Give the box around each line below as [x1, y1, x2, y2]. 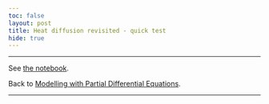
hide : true [8, 34, 45, 42]
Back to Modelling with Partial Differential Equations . [8, 79, 182, 89]
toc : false [8, 11, 45, 20]
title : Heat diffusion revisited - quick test [8, 26, 167, 34]
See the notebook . [8, 63, 70, 73]
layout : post [8, 19, 52, 27]
